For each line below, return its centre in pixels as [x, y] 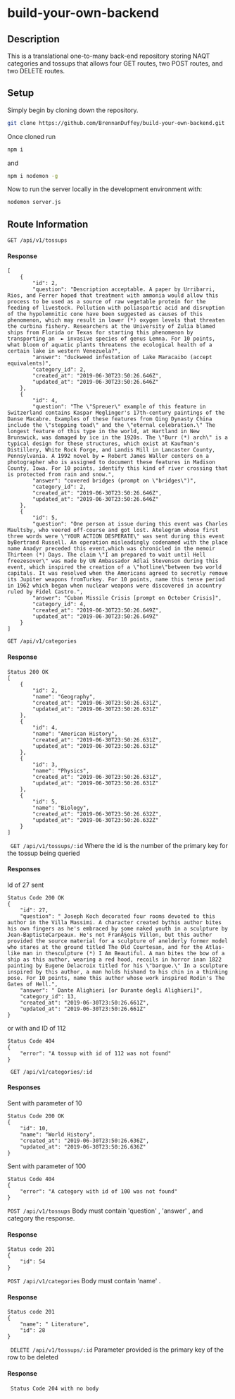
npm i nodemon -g [33, 176]
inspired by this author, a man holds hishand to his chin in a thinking [118, 971]
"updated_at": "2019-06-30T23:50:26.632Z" [96, 820]
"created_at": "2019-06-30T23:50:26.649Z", [97, 611]
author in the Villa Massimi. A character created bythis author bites [114, 922]
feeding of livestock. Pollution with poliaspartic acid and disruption [116, 308]
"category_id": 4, [59, 605]
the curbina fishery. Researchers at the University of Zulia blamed [112, 327]
